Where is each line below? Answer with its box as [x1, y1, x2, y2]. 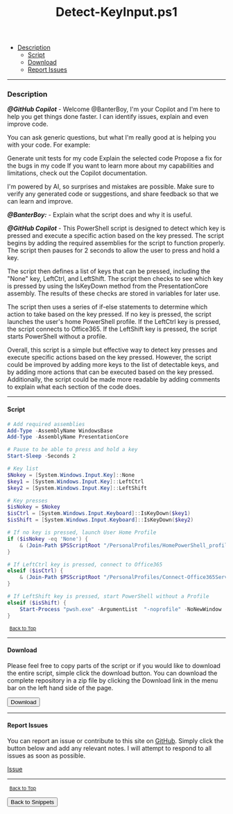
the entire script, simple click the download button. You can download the [7, 669, 218, 677]
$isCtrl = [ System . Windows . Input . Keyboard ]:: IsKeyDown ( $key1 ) [7, 510, 191, 517]
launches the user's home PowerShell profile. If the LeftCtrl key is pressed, [7, 318, 221, 326]
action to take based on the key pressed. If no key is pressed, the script [7, 310, 212, 318]
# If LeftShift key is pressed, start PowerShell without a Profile [7, 593, 209, 600]
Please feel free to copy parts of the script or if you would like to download [7, 661, 221, 669]
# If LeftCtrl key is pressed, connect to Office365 [7, 561, 163, 568]
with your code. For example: [7, 140, 91, 149]
